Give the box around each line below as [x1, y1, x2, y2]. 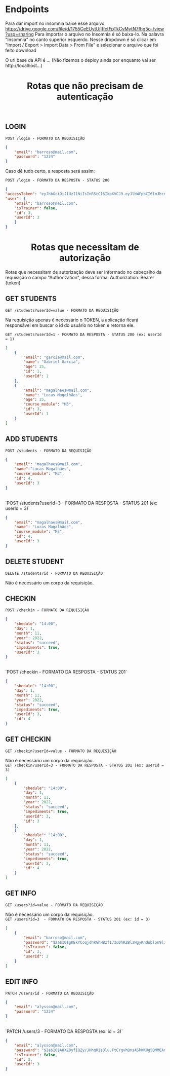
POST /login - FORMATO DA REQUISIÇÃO [5, 136, 85, 141]
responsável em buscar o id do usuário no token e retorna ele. [5, 322, 135, 328]
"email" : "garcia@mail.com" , [23, 355, 85, 360]
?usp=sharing [5, 31, 34, 37]
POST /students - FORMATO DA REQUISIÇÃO [5, 448, 92, 453]
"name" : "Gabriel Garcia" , [23, 359, 80, 364]
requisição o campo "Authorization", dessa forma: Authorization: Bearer [5, 275, 155, 280]
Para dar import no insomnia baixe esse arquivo [5, 20, 105, 26]
